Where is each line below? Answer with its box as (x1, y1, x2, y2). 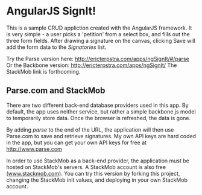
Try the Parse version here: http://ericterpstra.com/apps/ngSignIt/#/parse (6, 55, 190, 62)
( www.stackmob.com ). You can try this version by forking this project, (6, 170, 180, 177)
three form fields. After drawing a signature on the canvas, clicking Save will (6, 37, 196, 44)
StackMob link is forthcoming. (6, 68, 81, 75)
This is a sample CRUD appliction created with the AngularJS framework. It (6, 24, 192, 31)
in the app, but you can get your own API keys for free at (6, 139, 147, 146)
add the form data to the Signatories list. (6, 43, 107, 51)
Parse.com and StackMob (6, 86, 106, 96)
